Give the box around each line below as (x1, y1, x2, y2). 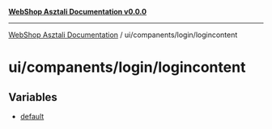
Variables (8, 90, 58, 104)
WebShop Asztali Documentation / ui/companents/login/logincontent (8, 30, 238, 40)
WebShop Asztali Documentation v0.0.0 (8, 7, 147, 16)
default (19, 112, 45, 121)
